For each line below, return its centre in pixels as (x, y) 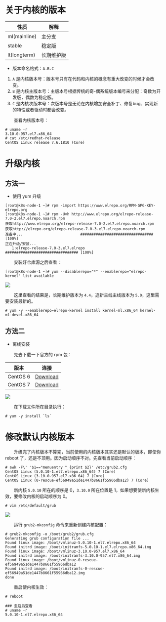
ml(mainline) (22, 36)
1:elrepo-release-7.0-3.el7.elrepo (48, 248)
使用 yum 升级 (27, 196)
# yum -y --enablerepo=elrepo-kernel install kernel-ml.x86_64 (72, 310)
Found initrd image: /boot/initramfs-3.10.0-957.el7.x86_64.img (73, 556)
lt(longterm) (21, 55)
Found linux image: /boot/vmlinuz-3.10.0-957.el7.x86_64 (65, 551)
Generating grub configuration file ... (47, 538)
